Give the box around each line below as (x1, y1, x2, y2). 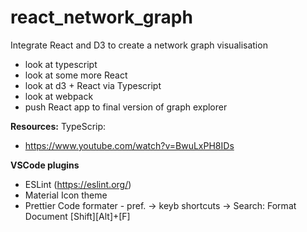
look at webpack (24, 90, 94, 102)
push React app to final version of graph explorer (24, 101, 228, 113)
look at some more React (24, 69, 128, 81)
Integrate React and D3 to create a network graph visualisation (10, 39, 268, 51)
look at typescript (24, 58, 98, 70)
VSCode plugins (10, 159, 80, 171)
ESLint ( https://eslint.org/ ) (24, 178, 132, 190)
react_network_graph (10, 6, 193, 29)
